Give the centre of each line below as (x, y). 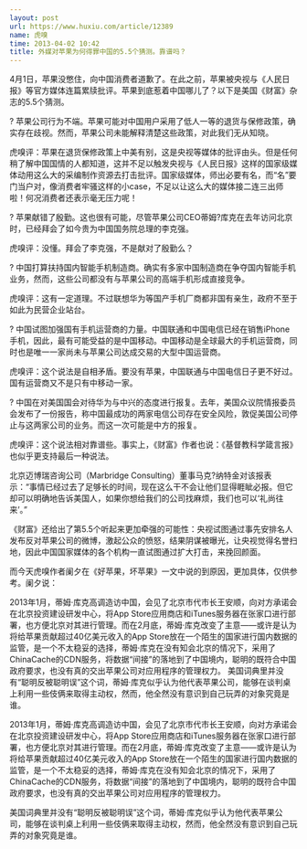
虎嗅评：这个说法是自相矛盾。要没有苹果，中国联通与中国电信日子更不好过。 (153, 372)
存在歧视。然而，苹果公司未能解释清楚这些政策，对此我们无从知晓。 (145, 133)
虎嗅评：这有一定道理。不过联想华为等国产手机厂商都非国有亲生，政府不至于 (153, 299)
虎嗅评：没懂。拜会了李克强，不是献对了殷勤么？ (101, 249)
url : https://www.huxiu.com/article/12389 (91, 27)
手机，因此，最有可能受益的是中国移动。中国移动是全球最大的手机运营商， (149, 341)
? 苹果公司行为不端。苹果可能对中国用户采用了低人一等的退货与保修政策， (149, 122)
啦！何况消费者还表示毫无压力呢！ (74, 198)
